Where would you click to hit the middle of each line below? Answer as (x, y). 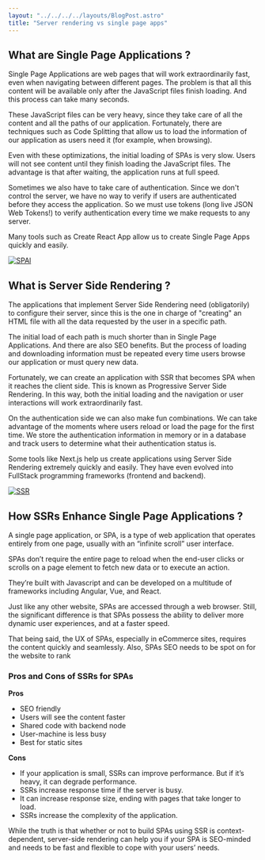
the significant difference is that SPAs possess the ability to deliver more (126, 615)
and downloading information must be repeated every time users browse (127, 354)
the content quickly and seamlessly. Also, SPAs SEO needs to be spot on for (132, 647)
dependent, (27, 839)
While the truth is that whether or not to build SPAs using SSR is (112, 831)
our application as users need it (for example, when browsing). (110, 140)
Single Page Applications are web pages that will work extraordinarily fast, (129, 74)
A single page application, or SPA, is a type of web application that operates (132, 535)
